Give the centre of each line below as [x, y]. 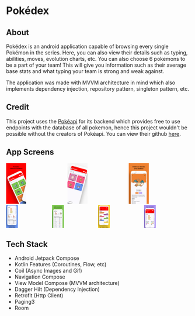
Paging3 [25, 302]
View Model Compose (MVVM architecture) [67, 283]
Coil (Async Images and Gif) [48, 271]
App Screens [30, 152]
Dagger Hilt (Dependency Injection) [57, 289]
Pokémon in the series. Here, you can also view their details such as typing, [97, 53]
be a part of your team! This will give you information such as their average [96, 65]
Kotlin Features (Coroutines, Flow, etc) [60, 265]
